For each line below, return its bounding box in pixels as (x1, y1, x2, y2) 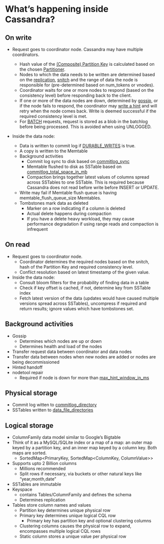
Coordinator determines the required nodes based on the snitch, (19, 259, 149, 265)
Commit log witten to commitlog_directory (12, 402, 97, 408)
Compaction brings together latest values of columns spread (26, 174, 149, 180)
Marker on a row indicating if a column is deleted (26, 205, 126, 211)
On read (5, 241, 30, 249)
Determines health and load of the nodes (19, 343, 102, 349)
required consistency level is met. (19, 113, 88, 119)
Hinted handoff (12, 364, 43, 370)
